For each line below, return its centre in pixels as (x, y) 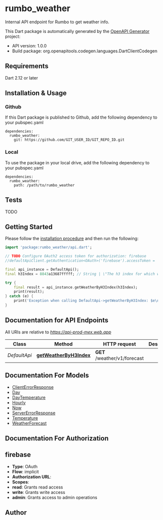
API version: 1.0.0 (29, 46)
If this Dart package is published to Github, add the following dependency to (81, 117)
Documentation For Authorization (57, 438)
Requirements (27, 66)
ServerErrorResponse (34, 413)
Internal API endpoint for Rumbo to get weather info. (57, 22)
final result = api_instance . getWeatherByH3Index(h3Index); (76, 287)
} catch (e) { (19, 296)
